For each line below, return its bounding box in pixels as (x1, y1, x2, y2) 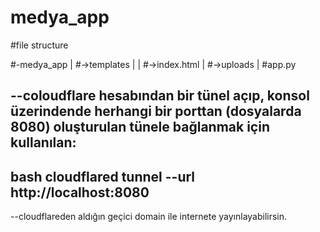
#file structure (10, 39, 69, 51)
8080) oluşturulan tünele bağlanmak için (10, 119, 270, 136)
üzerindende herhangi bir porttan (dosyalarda (10, 103, 302, 120)
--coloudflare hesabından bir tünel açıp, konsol (10, 87, 310, 105)
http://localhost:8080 (10, 184, 150, 201)
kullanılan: (10, 134, 77, 151)
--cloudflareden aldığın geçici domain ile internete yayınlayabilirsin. (10, 211, 288, 223)
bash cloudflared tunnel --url (10, 168, 196, 185)
